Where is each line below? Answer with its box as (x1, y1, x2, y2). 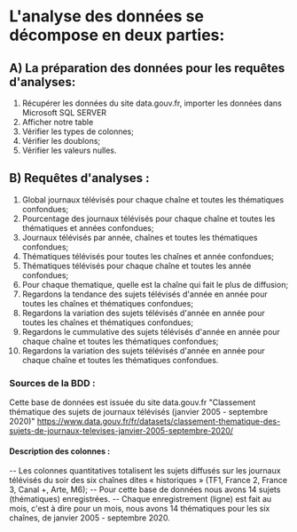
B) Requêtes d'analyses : (9, 171, 150, 186)
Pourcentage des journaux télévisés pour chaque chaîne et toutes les (21, 213, 276, 224)
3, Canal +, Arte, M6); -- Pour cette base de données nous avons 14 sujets (9, 484, 281, 495)
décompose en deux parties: (9, 25, 225, 45)
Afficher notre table (21, 117, 94, 127)
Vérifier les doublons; (21, 136, 101, 146)
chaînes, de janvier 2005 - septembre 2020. (9, 512, 170, 523)
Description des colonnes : (9, 446, 111, 457)
